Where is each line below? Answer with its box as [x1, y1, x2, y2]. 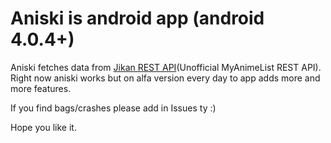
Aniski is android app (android [10, 7, 265, 30]
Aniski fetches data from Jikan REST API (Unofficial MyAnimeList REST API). [10, 61, 322, 73]
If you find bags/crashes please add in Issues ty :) [10, 102, 217, 114]
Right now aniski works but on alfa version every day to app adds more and [10, 72, 321, 84]
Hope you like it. [10, 121, 77, 133]
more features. [10, 82, 72, 94]
